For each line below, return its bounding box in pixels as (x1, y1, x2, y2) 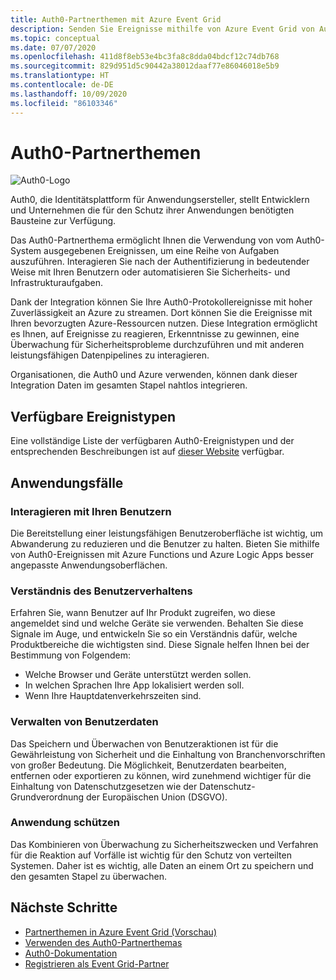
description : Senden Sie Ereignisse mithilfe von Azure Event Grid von (10, 24, 315, 34)
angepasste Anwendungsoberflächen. (10, 559, 168, 571)
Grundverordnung (10, 791, 85, 803)
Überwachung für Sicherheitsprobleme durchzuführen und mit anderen (10, 339, 305, 351)
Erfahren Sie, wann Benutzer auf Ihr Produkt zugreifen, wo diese (10, 607, 276, 619)
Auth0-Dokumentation (24, 947, 118, 959)
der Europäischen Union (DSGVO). (86, 791, 228, 803)
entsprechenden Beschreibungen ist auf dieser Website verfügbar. (10, 446, 285, 458)
